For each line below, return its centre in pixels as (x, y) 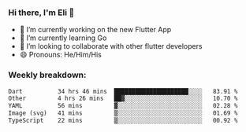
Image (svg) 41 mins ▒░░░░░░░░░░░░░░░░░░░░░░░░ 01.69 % (123, 113)
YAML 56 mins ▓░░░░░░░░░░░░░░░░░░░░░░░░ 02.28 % (123, 106)
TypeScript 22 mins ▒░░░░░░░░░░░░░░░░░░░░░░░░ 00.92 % (123, 121)
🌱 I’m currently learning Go (63, 38)
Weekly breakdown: (47, 75)
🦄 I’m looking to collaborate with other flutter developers (111, 46)
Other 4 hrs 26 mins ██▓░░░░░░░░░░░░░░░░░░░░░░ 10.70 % (123, 99)
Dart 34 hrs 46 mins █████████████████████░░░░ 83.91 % (123, 91)
